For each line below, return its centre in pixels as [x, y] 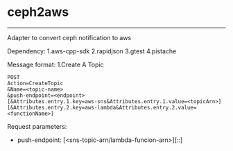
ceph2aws [38, 12]
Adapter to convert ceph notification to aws [69, 37]
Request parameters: [37, 126]
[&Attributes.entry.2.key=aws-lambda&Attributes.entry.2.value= [102, 107]
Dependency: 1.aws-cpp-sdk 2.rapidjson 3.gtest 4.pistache [92, 51]
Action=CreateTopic [35, 83]
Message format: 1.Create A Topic [55, 64]
